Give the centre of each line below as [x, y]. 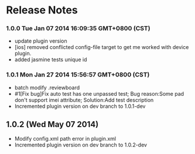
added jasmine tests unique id [51, 60]
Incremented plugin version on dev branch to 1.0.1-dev [80, 106]
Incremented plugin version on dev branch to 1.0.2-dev [81, 145]
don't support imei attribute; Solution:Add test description [84, 100]
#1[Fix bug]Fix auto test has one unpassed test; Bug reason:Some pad [99, 93]
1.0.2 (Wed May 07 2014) [52, 125]
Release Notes [42, 10]
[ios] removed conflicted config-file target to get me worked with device [102, 47]
